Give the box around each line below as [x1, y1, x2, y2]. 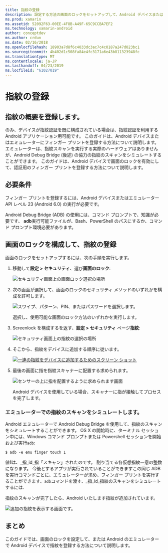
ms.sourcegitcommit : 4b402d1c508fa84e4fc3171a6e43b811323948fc [5, 49, 140, 54]
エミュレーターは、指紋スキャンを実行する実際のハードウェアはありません [5, 146, 158, 151]
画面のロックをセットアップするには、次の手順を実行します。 [5, 254, 132, 261]
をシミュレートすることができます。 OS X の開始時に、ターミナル [5, 427, 140, 433]
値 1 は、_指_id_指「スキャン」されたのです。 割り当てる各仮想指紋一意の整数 [5, 459, 162, 465]
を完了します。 [12, 395, 43, 401]
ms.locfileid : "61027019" [5, 68, 59, 73]
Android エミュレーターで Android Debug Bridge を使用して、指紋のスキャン [5, 421, 162, 427]
